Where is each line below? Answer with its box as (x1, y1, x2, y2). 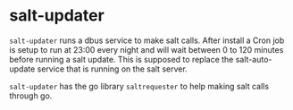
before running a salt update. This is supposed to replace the (9, 54, 234, 64)
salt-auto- (235, 54, 272, 64)
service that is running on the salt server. (37, 63, 188, 74)
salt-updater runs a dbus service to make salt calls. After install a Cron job (9, 35, 285, 46)
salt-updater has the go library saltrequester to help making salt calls (9, 80, 270, 91)
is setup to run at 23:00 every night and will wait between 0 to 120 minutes (9, 44, 284, 55)
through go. (9, 90, 53, 101)
